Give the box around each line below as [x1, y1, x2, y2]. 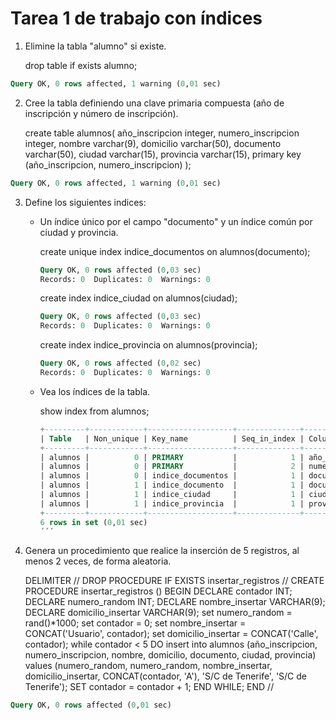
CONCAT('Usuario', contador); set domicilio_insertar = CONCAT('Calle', [24, 628, 319, 640]
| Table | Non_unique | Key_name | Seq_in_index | [39, 433, 305, 444]
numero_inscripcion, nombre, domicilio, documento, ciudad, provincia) [24, 649, 317, 661]
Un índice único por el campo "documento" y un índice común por [39, 215, 313, 227]
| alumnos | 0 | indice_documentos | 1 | [39, 471, 305, 481]
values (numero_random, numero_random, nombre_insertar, [24, 660, 273, 672]
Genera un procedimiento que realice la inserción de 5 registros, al [24, 545, 300, 557]
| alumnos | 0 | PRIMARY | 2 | [39, 462, 305, 472]
